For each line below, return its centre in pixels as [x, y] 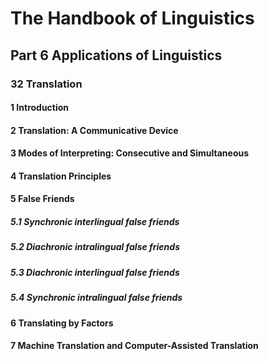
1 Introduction [40, 108]
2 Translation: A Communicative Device [94, 130]
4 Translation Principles [61, 176]
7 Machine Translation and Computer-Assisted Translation [134, 346]
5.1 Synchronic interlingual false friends [95, 222]
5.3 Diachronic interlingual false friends [95, 272]
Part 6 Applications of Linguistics [116, 55]
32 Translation [46, 84]
